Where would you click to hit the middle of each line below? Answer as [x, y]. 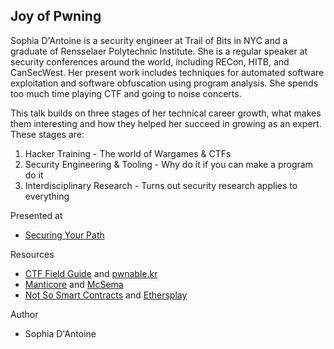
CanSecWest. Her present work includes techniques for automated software [167, 72]
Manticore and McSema [74, 284]
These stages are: [47, 134]
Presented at [36, 215]
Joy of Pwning [56, 16]
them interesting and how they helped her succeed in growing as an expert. [166, 123]
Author [24, 314]
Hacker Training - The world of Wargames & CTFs [128, 153]
